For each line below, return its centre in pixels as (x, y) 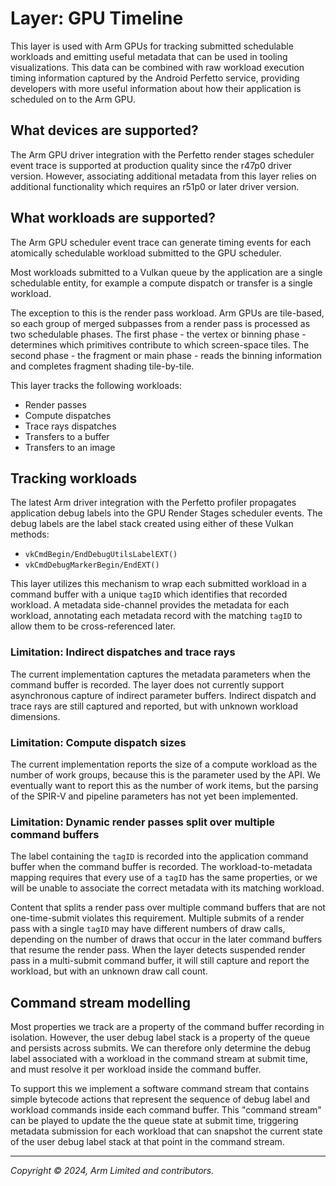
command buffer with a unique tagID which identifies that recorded (149, 594)
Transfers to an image (70, 447)
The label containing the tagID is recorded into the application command (159, 856)
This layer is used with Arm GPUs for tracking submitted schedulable (152, 46)
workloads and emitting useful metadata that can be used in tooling (149, 56)
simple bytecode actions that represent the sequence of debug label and (160, 1099)
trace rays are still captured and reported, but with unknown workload (154, 706)
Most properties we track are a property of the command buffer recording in (167, 1027)
